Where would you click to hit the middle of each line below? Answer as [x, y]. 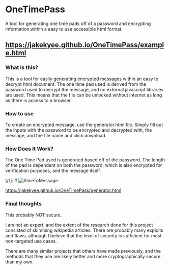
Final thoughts [24, 204]
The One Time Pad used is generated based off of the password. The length [85, 160]
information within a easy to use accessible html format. [64, 29]
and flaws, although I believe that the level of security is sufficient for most [83, 235]
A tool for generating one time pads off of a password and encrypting [78, 23]
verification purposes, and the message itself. [53, 171]
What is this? [22, 67]
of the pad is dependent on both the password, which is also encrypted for [84, 165]
